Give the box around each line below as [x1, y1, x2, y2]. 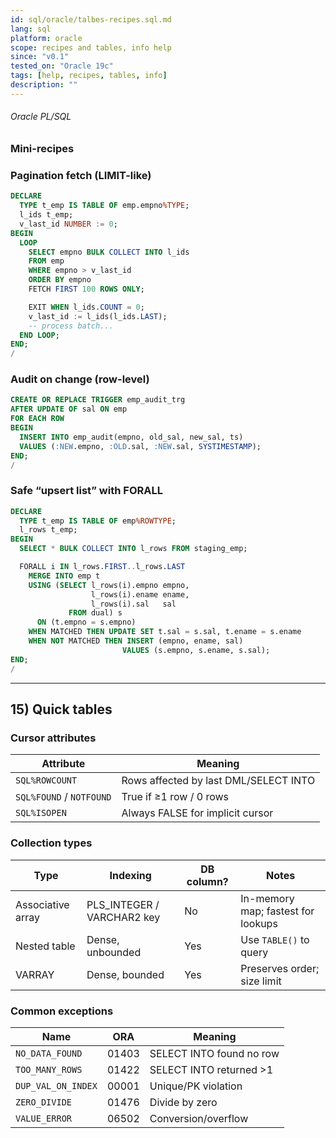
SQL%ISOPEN [15, 807, 67, 819]
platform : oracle [10, 33, 83, 43]
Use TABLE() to [240, 932, 310, 946]
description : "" [10, 80, 78, 90]
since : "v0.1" [10, 52, 70, 62]
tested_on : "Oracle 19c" [10, 61, 114, 71]
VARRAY [15, 967, 55, 981]
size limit [240, 974, 282, 988]
